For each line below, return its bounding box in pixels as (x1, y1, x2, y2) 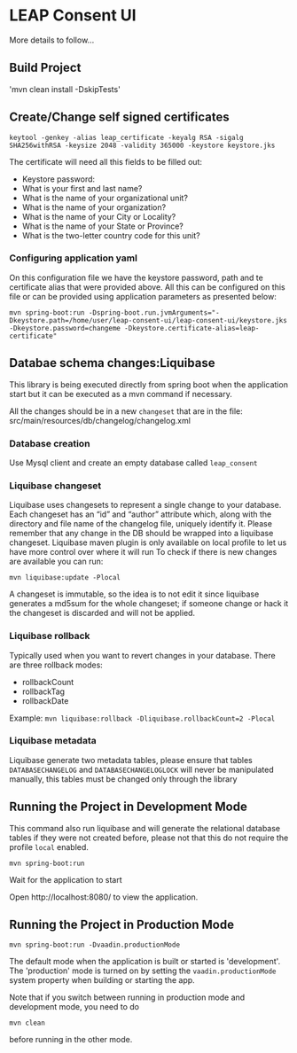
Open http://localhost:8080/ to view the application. (9, 892, 199, 902)
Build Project (9, 60, 82, 75)
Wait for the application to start (9, 874, 122, 885)
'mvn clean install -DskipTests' (9, 83, 121, 94)
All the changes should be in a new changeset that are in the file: (9, 405, 244, 417)
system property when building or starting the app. (9, 975, 195, 986)
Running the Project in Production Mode (9, 917, 235, 932)
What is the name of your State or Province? (21, 221, 184, 231)
